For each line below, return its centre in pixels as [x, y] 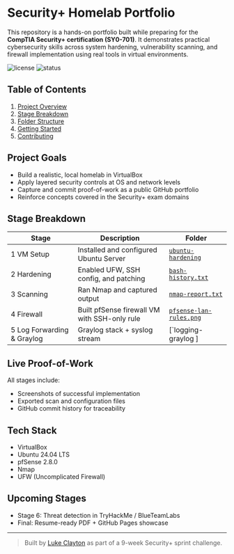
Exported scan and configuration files [71, 401]
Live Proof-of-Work [50, 363]
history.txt [189, 278]
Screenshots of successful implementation [79, 394]
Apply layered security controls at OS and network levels [99, 182]
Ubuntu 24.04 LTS [44, 454]
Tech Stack [32, 430]
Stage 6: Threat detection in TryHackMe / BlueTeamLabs [99, 515]
